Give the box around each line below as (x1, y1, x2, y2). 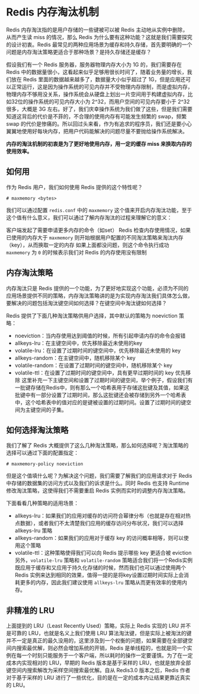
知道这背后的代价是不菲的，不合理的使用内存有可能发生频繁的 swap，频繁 (6, 113, 187, 120)
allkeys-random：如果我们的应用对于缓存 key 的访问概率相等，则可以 (14, 535, 184, 542)
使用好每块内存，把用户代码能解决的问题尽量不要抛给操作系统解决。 (21, 127, 188, 135)
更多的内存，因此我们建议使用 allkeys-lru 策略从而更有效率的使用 (20, 579, 182, 586)
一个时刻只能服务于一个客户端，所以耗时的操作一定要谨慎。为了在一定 (21, 652, 193, 659)
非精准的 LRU (6, 605, 55, 615)
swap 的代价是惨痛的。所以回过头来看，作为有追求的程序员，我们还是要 (6, 120, 182, 127)
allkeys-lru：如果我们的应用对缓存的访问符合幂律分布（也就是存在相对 (14, 512, 186, 519)
